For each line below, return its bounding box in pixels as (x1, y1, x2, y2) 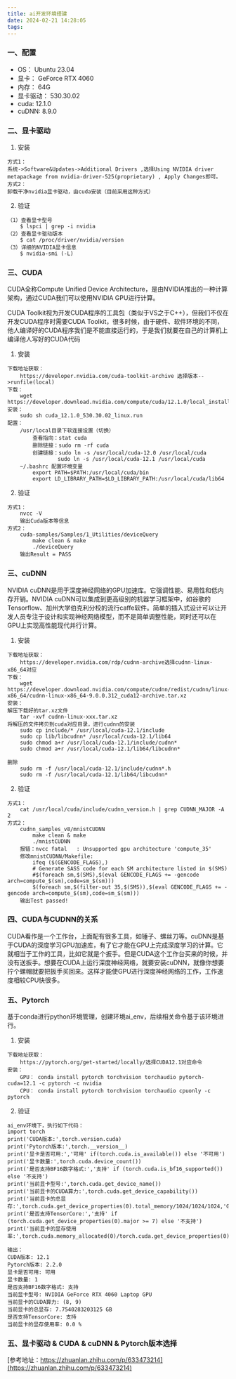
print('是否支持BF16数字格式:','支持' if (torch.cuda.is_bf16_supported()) (7, 1165, 223, 1173)
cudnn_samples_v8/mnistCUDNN (20, 825, 105, 832)
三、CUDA (7, 268, 44, 277)
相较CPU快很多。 (13, 976, 64, 984)
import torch (7, 1128, 46, 1135)
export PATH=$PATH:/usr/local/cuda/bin (32, 469, 150, 476)
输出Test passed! (20, 897, 69, 904)
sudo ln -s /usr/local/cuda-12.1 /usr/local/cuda (57, 456, 206, 463)
